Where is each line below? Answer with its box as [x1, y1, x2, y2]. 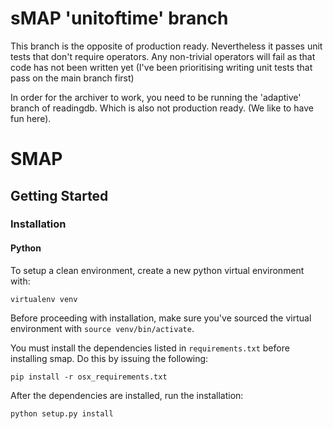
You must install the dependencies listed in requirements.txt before [10, 342, 290, 354]
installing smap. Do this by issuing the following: [10, 352, 209, 364]
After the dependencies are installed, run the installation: [10, 389, 244, 401]
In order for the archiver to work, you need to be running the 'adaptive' [10, 91, 302, 103]
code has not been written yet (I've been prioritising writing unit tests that [10, 61, 313, 73]
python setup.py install [10, 408, 114, 419]
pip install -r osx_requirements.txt [10, 372, 168, 382]
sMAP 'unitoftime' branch [10, 7, 229, 30]
